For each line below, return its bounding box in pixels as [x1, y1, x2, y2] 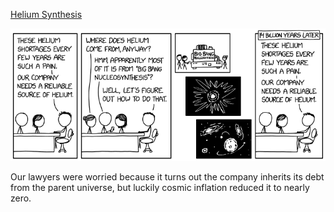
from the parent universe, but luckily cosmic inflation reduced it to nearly [10, 182, 310, 194]
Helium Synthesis [10, 9, 83, 20]
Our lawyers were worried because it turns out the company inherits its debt [10, 171, 325, 183]
